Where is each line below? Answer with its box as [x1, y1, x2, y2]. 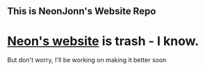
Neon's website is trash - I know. [7, 33, 199, 49]
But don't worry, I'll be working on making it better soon [7, 56, 167, 64]
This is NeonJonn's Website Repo [7, 6, 156, 17]
